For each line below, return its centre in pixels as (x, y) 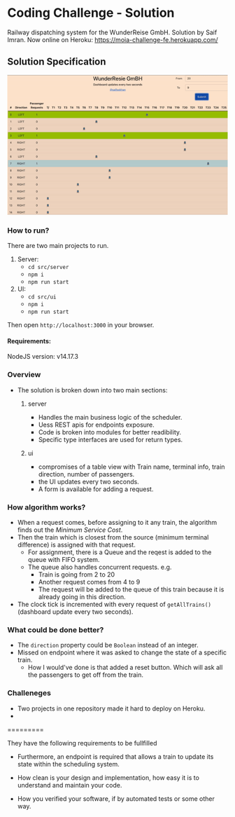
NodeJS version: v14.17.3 (43, 357)
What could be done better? (56, 630)
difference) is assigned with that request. (77, 545)
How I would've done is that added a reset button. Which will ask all (125, 668)
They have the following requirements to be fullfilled (82, 743)
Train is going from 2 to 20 (77, 575)
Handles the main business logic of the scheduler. (110, 417)
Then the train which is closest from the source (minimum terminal (113, 537)
